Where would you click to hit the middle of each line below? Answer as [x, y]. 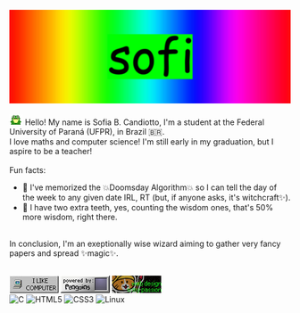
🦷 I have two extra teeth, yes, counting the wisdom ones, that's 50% [148, 207]
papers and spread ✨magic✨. [64, 253]
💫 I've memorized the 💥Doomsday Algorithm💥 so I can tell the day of [150, 187]
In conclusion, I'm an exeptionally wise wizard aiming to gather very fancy [145, 243]
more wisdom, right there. [70, 217]
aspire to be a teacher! [50, 151]
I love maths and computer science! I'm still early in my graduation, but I [142, 141]
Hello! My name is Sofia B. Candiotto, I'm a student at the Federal [145, 122]
